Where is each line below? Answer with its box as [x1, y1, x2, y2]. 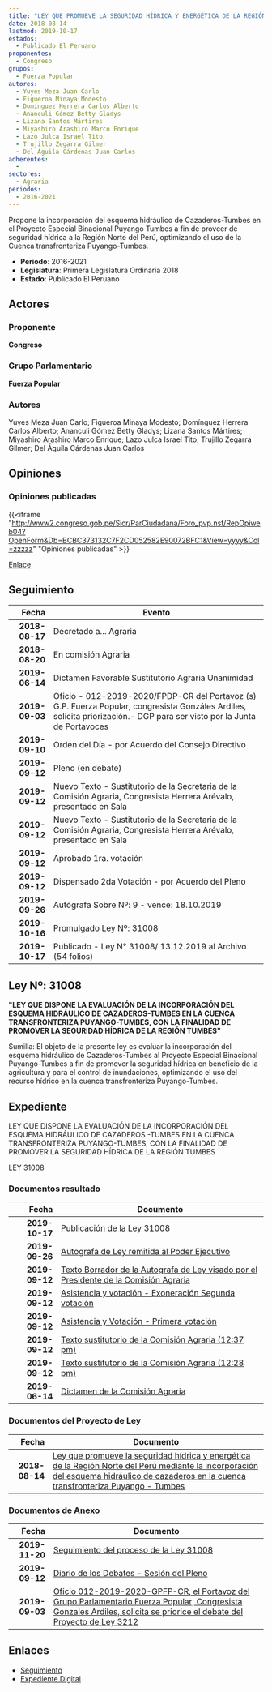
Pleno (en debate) [53, 763, 122, 774]
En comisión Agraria [53, 649, 130, 661]
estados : [8, 34, 38, 43]
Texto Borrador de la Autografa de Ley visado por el [60, 1264, 257, 1275]
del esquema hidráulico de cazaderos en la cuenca [52, 1470, 247, 1481]
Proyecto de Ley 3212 [53, 1616, 139, 1627]
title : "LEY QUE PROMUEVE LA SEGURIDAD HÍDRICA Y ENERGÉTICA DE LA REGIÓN [8, 11, 266, 20]
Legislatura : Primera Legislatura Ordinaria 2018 [19, 265, 179, 275]
